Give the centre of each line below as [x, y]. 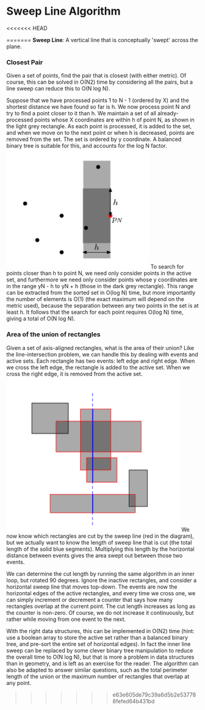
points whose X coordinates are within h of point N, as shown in [115, 120]
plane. [14, 46]
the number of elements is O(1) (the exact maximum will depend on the [95, 299]
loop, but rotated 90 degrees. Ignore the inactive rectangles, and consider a [102, 580]
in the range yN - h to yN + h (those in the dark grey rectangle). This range [100, 286]
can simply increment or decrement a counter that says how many [89, 600]
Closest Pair [25, 62]
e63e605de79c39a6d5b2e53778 [154, 695]
